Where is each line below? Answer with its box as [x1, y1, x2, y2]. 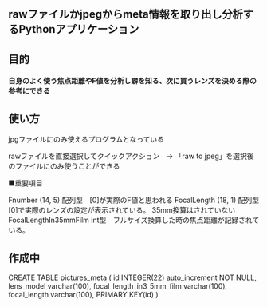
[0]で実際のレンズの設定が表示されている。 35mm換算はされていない [8, 205, 236, 215]
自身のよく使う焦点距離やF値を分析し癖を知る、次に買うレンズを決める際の [8, 76, 257, 86]
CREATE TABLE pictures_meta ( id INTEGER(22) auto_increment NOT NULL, [8, 273, 257, 282]
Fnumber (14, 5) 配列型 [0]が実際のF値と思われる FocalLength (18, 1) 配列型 [8, 195, 259, 205]
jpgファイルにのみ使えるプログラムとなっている [8, 134, 165, 144]
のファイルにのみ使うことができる [8, 161, 120, 171]
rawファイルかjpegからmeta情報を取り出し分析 [8, 7, 243, 22]
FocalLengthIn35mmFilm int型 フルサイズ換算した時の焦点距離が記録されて [8, 215, 260, 225]
